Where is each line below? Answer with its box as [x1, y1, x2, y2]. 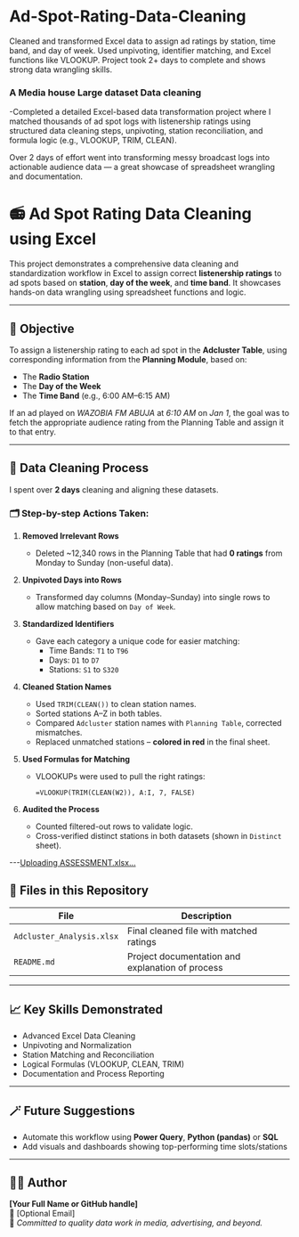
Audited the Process [21, 804, 100, 815]
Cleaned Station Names [21, 681, 112, 692]
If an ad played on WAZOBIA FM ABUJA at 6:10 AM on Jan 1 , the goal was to [9, 407, 290, 418]
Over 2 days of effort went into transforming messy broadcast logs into [9, 152, 270, 163]
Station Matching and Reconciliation [21, 1049, 155, 1060]
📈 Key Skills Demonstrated [9, 1002, 163, 1017]
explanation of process [127, 961, 223, 973]
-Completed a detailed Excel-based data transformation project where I [9, 107, 271, 118]
